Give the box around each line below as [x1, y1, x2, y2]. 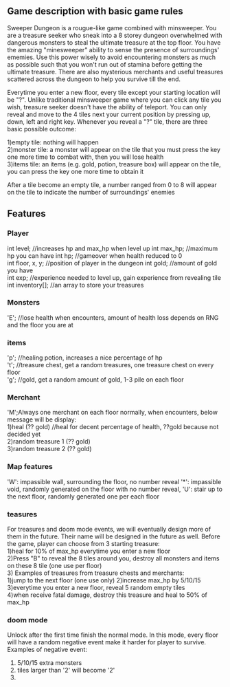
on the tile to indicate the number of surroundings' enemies [7, 188, 175, 196]
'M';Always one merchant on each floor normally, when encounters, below [7, 408, 218, 417]
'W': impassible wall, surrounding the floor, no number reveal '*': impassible [7, 477, 222, 486]
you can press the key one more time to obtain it [7, 167, 144, 175]
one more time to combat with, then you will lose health [7, 153, 164, 161]
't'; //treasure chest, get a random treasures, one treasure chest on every [7, 361, 214, 369]
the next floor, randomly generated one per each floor [7, 492, 160, 501]
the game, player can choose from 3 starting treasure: [7, 539, 160, 547]
